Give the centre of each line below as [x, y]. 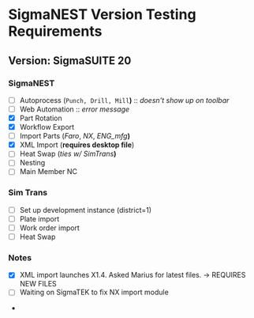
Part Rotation [41, 118]
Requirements [55, 31]
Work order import [50, 228]
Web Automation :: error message [75, 109]
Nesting [32, 163]
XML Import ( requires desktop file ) [77, 145]
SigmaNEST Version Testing [102, 15]
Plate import [39, 218]
